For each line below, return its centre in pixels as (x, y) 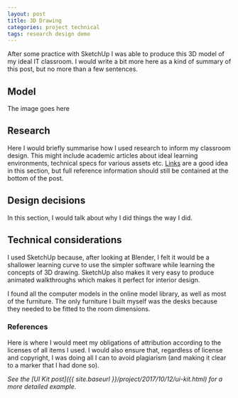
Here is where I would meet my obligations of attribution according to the (114, 343)
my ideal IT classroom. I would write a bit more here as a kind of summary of (119, 62)
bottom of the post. (36, 178)
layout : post (27, 14)
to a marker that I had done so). (53, 365)
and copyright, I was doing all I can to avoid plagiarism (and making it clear (117, 357)
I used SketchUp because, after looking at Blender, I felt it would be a (108, 257)
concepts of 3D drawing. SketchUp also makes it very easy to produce (111, 272)
